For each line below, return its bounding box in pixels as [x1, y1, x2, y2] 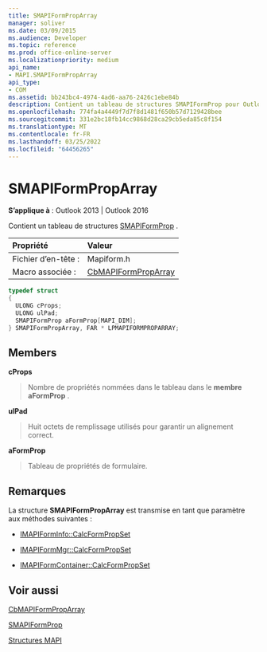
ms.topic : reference [8, 41, 77, 49]
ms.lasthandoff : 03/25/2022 [8, 137, 102, 146]
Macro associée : [12, 266, 76, 277]
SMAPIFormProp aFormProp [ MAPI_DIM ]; [15, 316, 137, 324]
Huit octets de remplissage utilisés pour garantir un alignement [27, 422, 234, 431]
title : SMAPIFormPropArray [8, 11, 98, 20]
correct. [27, 430, 54, 440]
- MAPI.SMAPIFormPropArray [8, 71, 98, 79]
